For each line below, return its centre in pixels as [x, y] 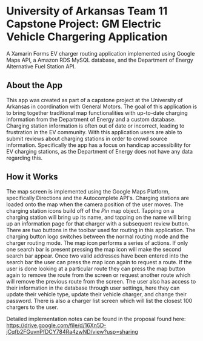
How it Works [32, 177]
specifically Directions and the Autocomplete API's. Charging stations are [98, 198]
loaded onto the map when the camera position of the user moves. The [95, 204]
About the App [34, 86]
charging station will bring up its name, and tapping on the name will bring [98, 217]
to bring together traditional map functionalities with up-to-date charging [97, 112]
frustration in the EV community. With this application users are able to [95, 132]
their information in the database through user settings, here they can [93, 288]
